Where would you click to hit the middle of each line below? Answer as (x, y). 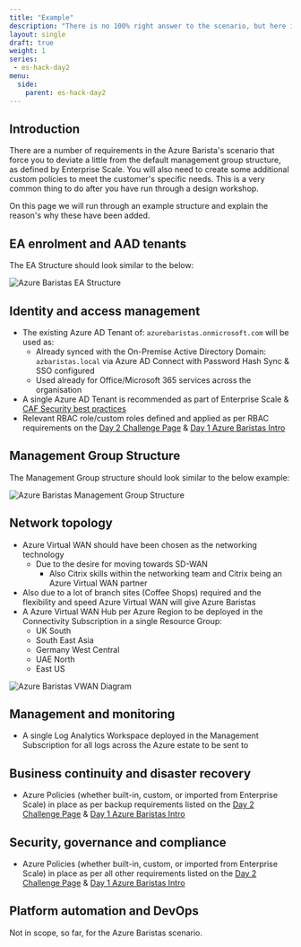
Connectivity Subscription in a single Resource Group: (122, 621)
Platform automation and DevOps (104, 911)
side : (28, 84)
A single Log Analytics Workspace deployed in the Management (140, 735)
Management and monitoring (92, 714)
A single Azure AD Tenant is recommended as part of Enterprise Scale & (155, 399)
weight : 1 (28, 51)
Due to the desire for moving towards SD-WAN (122, 564)
